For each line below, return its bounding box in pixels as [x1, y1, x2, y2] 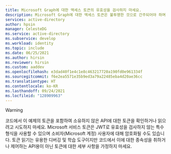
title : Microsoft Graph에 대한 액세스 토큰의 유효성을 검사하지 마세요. [5, 7, 142, 13]
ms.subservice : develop [5, 36, 56, 41]
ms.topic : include [5, 46, 44, 51]
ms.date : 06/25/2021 [5, 50, 50, 55]
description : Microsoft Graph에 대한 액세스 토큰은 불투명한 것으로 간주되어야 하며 [5, 12, 166, 17]
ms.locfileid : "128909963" [5, 93, 63, 98]
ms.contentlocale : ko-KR [5, 83, 58, 89]
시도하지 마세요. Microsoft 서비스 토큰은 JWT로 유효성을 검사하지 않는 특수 [14, 124, 164, 130]
